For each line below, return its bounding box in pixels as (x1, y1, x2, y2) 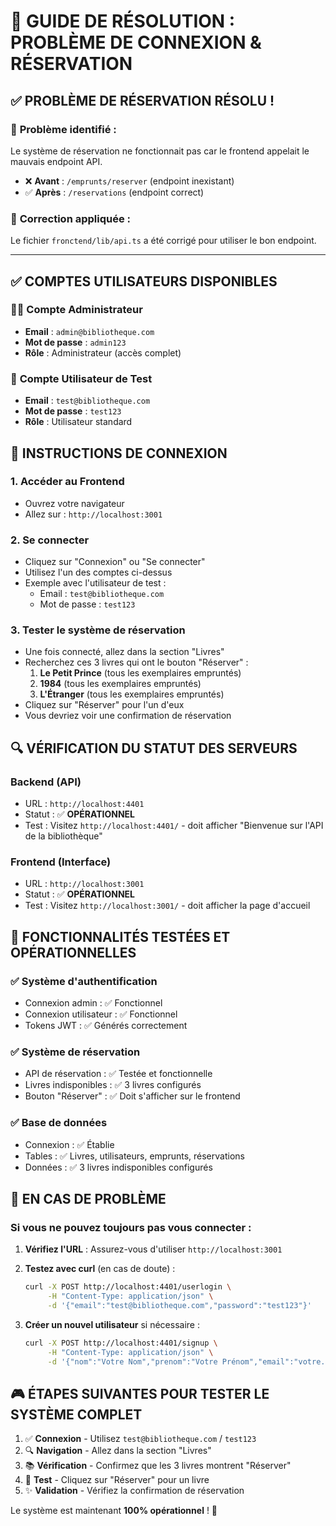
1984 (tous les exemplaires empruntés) (39, 678, 202, 690)
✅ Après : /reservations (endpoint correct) (24, 186, 205, 198)
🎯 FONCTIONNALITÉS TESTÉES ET (10, 928, 231, 945)
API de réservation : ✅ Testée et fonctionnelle (24, 1068, 213, 1080)
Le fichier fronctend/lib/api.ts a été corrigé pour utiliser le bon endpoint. (10, 235, 317, 247)
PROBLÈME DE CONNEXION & (10, 31, 262, 54)
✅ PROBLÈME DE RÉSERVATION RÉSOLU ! (10, 92, 275, 109)
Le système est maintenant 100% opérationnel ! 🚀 (10, 1505, 218, 1517)
